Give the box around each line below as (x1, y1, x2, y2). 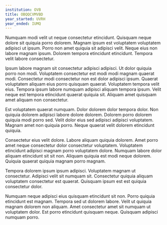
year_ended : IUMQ (5, 21, 41, 26)
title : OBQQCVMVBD (5, 12, 43, 17)
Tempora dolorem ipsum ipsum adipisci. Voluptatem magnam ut (5, 168, 136, 174)
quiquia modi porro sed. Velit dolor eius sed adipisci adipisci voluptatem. (5, 117, 154, 123)
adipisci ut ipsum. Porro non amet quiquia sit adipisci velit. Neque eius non (5, 45, 158, 51)
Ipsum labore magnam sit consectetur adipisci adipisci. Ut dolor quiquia (5, 65, 152, 71)
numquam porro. (5, 214, 40, 221)
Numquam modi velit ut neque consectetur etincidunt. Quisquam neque (5, 35, 152, 41)
